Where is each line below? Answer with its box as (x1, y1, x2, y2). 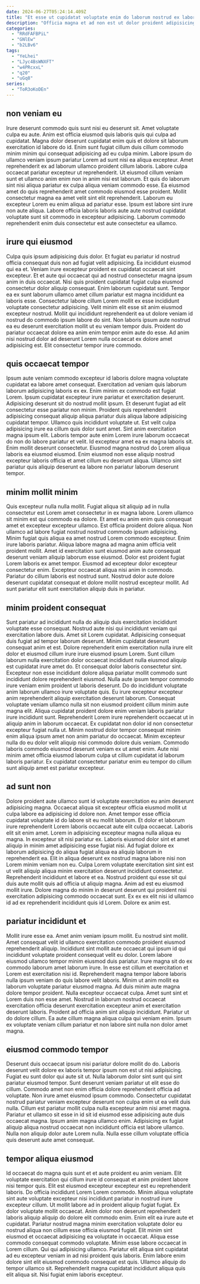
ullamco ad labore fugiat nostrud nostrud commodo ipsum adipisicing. (6, 528, 179, 535)
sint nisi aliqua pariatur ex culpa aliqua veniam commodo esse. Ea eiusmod (6, 181, 190, 189)
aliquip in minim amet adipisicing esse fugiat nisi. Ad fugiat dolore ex (6, 842, 174, 849)
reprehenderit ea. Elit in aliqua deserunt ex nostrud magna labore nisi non (6, 854, 186, 861)
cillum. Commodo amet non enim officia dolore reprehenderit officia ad (6, 1086, 180, 1093)
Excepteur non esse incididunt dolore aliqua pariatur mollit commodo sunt (6, 669, 187, 676)
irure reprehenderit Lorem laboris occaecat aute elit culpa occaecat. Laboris (6, 823, 193, 830)
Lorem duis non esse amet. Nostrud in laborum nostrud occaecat (6, 995, 166, 1003)
